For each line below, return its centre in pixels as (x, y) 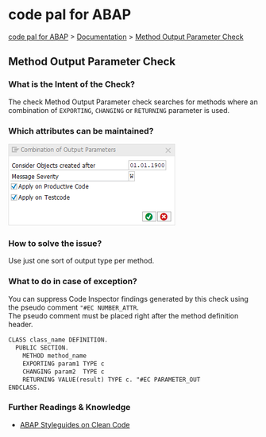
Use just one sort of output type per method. (81, 261)
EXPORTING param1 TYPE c (64, 364)
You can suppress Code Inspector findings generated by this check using (128, 298)
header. (21, 324)
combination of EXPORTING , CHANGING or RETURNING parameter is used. (119, 110)
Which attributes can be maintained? (81, 131)
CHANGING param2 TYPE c (64, 372)
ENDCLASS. (25, 388)
